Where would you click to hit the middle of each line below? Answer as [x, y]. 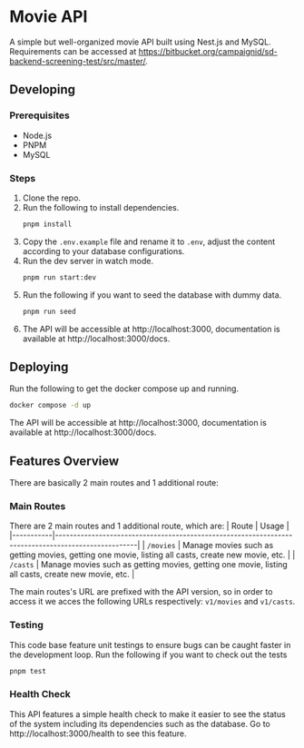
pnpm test [28, 671]
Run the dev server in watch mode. [88, 261]
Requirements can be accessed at [73, 51]
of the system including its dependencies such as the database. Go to [140, 723]
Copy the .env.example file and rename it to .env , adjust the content [149, 241]
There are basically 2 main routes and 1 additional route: [114, 483]
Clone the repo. [52, 198]
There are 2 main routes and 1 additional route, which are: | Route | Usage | [149, 526]
